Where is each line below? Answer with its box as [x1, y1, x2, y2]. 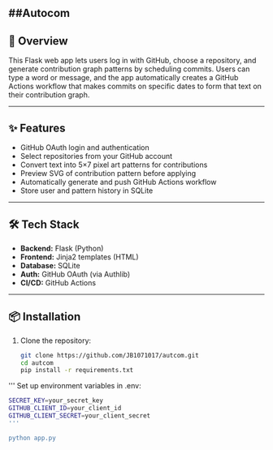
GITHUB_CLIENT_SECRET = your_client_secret [8, 412, 151, 420]
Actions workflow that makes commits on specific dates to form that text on [8, 81, 262, 92]
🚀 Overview [8, 34, 68, 48]
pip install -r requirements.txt [19, 366, 134, 375]
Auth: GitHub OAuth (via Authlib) [19, 269, 131, 279]
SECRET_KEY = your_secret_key [8, 396, 104, 405]
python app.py [8, 434, 57, 442]
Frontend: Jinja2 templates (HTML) [19, 251, 140, 262]
